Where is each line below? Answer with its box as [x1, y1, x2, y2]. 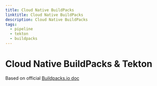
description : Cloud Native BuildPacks [5, 17, 88, 22]
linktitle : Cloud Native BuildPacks [5, 12, 83, 17]
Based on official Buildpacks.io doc [5, 75, 80, 81]
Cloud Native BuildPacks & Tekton [5, 58, 152, 70]
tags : [5, 21, 17, 27]
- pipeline [10, 27, 33, 32]
